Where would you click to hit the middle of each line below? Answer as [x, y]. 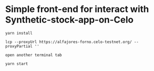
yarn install [19, 33]
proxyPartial [19, 46]
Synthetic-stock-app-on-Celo [69, 20]
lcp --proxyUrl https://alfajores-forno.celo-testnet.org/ [69, 42]
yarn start [17, 63]
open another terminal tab [34, 55]
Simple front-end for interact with [77, 9]
